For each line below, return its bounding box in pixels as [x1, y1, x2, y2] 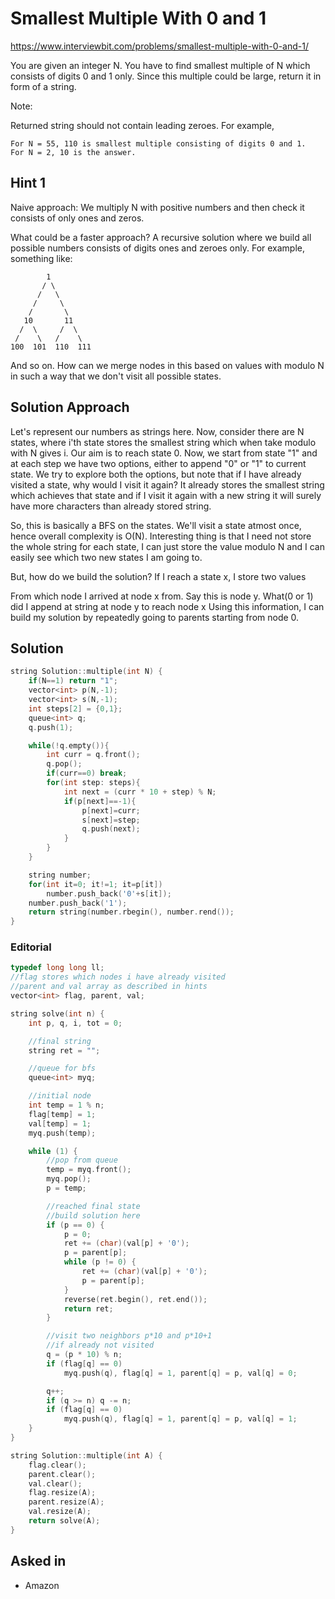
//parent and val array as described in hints [10, 982, 208, 992]
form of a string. [10, 80, 77, 92]
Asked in [10, 1553, 67, 1570]
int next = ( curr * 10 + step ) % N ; [63, 787, 217, 797]
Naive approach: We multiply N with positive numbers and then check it [10, 201, 305, 213]
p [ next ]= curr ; [81, 805, 141, 816]
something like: [10, 252, 73, 264]
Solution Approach [10, 399, 130, 416]
